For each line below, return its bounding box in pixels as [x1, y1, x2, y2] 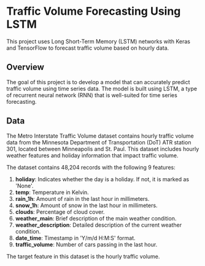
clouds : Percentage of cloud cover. [15, 208, 105, 216]
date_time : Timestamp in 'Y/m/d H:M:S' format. [15, 234, 136, 241]
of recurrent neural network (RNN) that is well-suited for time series [6, 91, 178, 99]
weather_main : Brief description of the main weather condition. [15, 214, 177, 222]
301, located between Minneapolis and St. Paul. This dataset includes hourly [6, 145, 199, 152]
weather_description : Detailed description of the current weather [15, 221, 182, 229]
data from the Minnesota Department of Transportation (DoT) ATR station [6, 138, 191, 146]
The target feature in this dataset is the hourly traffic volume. [6, 252, 160, 260]
